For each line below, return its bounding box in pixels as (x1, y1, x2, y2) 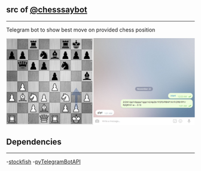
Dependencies (6, 136, 62, 147)
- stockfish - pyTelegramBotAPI (6, 158, 81, 165)
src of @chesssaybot (6, 5, 88, 15)
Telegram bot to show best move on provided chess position (6, 26, 156, 33)
